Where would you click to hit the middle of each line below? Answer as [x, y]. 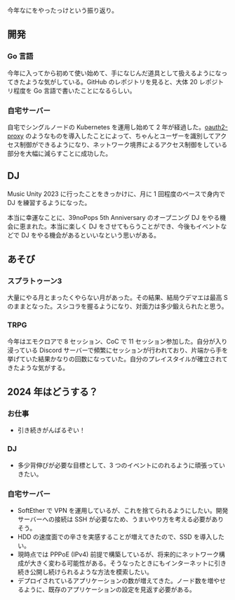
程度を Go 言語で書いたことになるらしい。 [74, 91]
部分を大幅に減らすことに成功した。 [60, 153]
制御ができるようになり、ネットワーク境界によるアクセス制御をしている [123, 144]
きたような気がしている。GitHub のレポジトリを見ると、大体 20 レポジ [115, 81]
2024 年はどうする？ [53, 392]
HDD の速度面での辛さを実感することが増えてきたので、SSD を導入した [121, 537]
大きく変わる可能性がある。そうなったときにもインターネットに [122, 563]
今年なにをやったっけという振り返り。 [62, 10]
